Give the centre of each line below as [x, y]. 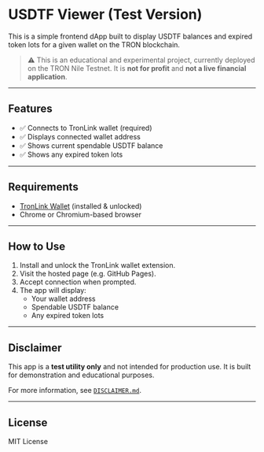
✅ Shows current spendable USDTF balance [91, 145]
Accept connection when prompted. [78, 282]
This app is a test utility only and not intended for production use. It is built [130, 367]
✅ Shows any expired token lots [71, 154]
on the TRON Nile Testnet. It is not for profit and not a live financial [137, 68]
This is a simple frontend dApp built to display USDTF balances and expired [130, 36]
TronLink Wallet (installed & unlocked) [81, 206]
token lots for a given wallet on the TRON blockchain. [94, 44]
